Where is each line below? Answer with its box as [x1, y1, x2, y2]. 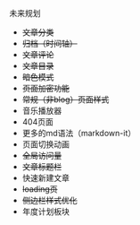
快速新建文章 [21, 173, 70, 183]
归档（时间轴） [21, 39, 78, 48]
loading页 [21, 184, 58, 195]
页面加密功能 [21, 83, 70, 93]
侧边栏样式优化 [21, 195, 78, 205]
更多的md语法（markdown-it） [21, 128, 136, 138]
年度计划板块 [21, 206, 70, 217]
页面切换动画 [21, 139, 70, 150]
